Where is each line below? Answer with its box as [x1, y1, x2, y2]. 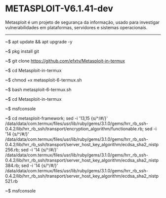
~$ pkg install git [5, 48, 40, 54]
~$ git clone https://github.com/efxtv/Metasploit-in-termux [5, 58, 125, 64]
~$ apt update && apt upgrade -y [5, 39, 73, 44]
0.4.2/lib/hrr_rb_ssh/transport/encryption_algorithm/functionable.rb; [5, 125, 144, 131]
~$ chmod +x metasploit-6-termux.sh [5, 77, 83, 83]
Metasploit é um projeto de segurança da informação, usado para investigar [5, 19, 160, 25]
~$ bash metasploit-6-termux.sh [5, 86, 72, 92]
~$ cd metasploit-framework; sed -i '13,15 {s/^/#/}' [5, 115, 108, 121]
